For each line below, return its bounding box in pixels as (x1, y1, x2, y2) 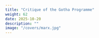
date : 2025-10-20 (5, 16, 41, 21)
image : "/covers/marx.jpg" (5, 26, 61, 31)
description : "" (5, 21, 39, 26)
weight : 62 (5, 12, 28, 17)
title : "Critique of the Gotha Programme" (5, 7, 95, 12)
